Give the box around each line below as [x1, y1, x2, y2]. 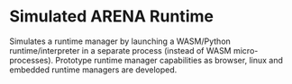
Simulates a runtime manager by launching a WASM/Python [9, 36, 232, 46]
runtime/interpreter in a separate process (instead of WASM [9, 45, 232, 55]
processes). [9, 55, 54, 65]
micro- [233, 45, 259, 55]
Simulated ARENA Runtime [9, 6, 214, 27]
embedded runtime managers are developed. [9, 64, 178, 75]
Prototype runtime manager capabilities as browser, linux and [55, 55, 284, 65]
